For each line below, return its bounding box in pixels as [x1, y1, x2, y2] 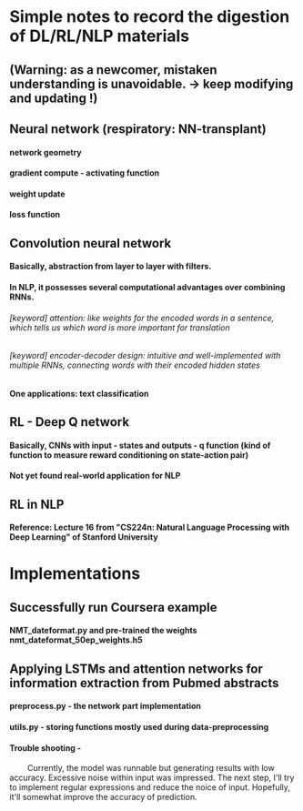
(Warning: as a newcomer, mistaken [9, 62, 217, 77]
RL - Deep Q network [9, 414, 130, 430]
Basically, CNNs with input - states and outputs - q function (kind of [9, 440, 271, 451]
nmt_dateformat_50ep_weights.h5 [9, 634, 143, 645]
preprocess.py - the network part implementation [9, 701, 202, 712]
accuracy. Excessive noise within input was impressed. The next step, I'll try [9, 772, 295, 784]
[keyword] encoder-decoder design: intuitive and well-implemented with [9, 350, 281, 361]
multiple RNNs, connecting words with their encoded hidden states [9, 360, 261, 370]
